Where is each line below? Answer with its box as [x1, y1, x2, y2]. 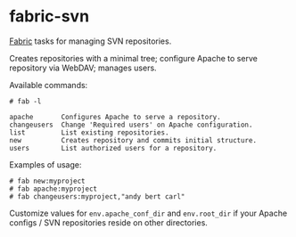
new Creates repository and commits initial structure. [9, 135, 257, 144]
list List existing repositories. [9, 127, 169, 137]
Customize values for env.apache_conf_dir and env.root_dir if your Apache [9, 208, 288, 218]
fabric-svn [9, 6, 90, 27]
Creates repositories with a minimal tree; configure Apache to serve [9, 53, 259, 63]
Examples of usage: [9, 159, 82, 170]
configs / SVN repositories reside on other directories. [9, 217, 208, 228]
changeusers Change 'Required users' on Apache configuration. [9, 120, 253, 129]
